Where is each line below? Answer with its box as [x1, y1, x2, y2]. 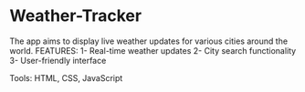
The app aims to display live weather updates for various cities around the [9, 36, 289, 46]
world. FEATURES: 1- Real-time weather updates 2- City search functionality [9, 45, 297, 56]
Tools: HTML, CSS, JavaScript [9, 72, 123, 83]
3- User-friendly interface [9, 55, 107, 66]
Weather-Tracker [9, 5, 142, 26]
